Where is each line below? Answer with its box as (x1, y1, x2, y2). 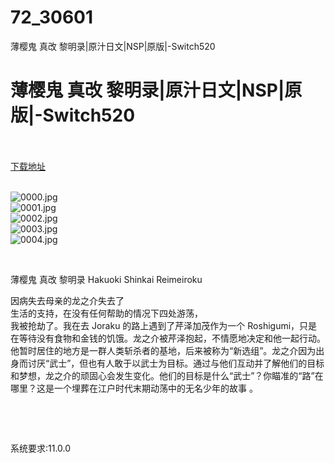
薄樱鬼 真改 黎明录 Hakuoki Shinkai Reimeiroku (10, 273, 203, 285)
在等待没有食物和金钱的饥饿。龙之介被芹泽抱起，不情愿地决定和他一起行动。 (10, 332, 326, 344)
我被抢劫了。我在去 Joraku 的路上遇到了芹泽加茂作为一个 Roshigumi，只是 (10, 319, 318, 331)
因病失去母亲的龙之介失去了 (10, 294, 125, 306)
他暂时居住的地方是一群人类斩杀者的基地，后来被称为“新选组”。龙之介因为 (10, 344, 317, 356)
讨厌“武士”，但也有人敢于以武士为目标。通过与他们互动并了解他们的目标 (27, 357, 325, 369)
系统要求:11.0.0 (10, 442, 72, 454)
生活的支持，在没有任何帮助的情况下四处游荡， (10, 307, 203, 319)
